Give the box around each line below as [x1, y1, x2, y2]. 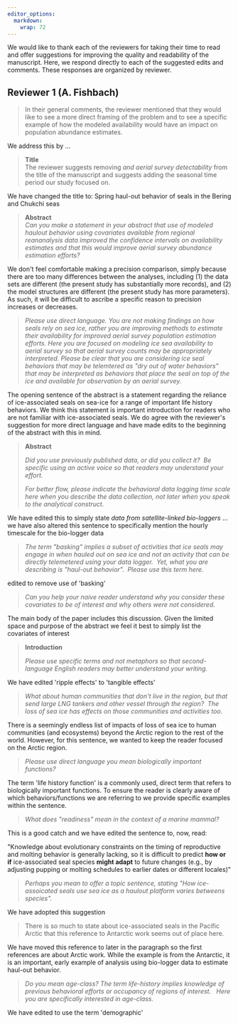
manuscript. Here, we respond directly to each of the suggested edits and [7, 58, 224, 67]
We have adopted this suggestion [7, 908, 105, 917]
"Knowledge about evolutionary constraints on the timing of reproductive [7, 843, 222, 851]
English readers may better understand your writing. [54, 664, 208, 673]
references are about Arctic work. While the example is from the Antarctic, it [7, 951, 230, 959]
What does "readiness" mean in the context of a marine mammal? [24, 815, 220, 823]
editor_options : [7, 10, 55, 18]
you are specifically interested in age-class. [24, 995, 154, 1003]
